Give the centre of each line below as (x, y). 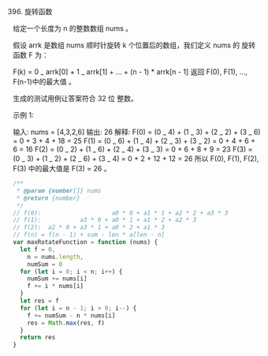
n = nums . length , (56, 257)
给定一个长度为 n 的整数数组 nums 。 (73, 28)
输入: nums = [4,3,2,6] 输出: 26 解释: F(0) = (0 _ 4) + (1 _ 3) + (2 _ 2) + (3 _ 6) (137, 132)
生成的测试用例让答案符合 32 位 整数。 (75, 98)
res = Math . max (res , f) (66, 323)
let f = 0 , (38, 249)
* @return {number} (48, 198)
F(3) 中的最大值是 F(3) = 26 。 (62, 169)
